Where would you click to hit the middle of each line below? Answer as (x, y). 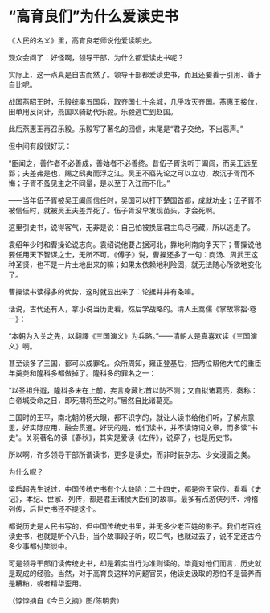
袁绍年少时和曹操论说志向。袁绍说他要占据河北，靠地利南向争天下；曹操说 (131, 244)
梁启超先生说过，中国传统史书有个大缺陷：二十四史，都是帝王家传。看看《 (131, 488)
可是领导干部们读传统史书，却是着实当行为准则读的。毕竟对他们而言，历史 (131, 563)
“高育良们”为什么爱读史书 (94, 16)
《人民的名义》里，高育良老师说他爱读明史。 (82, 40)
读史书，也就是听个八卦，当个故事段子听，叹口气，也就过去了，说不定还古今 (135, 536)
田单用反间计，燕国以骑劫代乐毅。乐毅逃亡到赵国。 (93, 111)
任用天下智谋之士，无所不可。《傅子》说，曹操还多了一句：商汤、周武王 (133, 254)
